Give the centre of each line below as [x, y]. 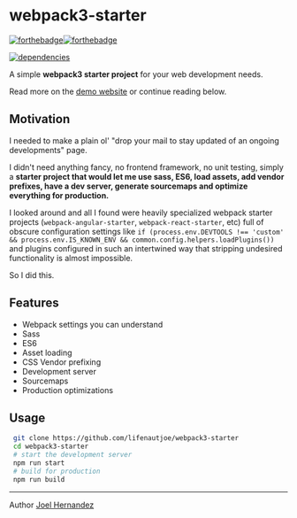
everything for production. [59, 195]
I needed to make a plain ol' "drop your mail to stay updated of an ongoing [145, 140]
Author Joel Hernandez [52, 505]
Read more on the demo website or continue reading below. [118, 91]
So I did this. [32, 274]
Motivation [40, 119]
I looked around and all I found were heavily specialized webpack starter [141, 213]
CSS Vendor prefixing [61, 362]
